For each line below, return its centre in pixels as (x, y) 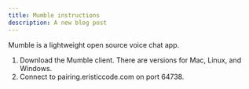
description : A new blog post (58, 23)
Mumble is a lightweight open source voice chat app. (94, 44)
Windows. (36, 68)
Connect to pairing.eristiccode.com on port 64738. (102, 77)
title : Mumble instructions (54, 15)
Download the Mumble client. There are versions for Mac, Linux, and (130, 60)
